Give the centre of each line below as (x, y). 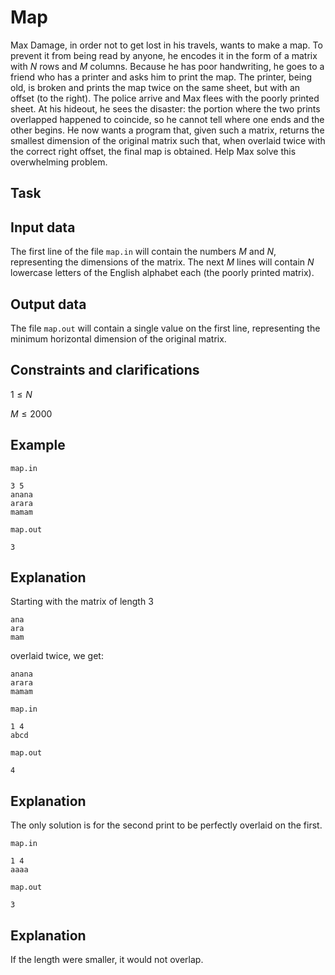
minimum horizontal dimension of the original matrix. (118, 338)
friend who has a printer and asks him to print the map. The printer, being (161, 77)
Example (38, 445)
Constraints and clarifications (105, 370)
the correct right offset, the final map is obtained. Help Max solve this (153, 151)
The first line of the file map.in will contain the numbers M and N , (143, 252)
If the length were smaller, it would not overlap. (107, 960)
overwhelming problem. (59, 162)
